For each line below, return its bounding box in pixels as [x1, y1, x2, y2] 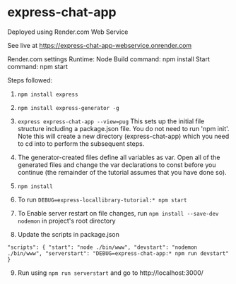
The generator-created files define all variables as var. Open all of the [17, 153, 220, 161]
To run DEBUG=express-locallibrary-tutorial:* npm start [17, 195, 187, 204]
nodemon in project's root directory [17, 216, 116, 225]
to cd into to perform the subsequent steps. [17, 139, 145, 148]
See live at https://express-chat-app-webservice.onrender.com [7, 41, 192, 49]
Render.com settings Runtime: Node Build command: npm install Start [7, 54, 211, 63]
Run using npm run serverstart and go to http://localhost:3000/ [17, 268, 203, 277]
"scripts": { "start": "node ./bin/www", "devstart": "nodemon [7, 244, 198, 251]
